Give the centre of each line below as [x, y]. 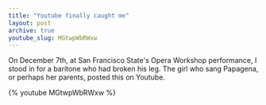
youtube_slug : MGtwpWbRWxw [53, 38]
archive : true [32, 30]
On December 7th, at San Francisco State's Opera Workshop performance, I [133, 60]
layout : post [30, 23]
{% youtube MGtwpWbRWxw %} [62, 93]
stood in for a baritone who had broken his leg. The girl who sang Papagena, [133, 69]
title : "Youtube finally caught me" [69, 16]
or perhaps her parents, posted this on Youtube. [87, 77]
